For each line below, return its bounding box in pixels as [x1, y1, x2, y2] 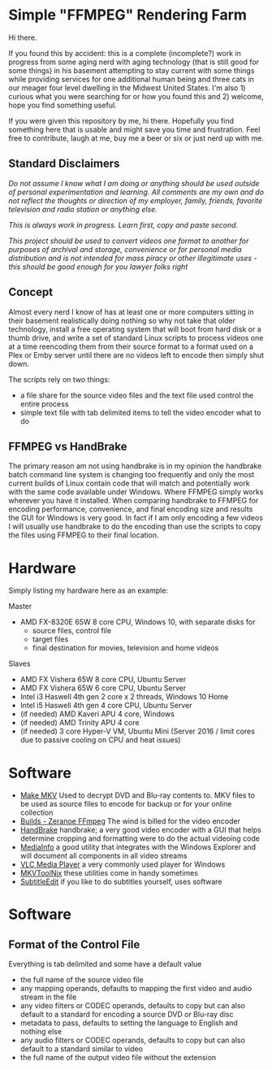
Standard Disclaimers [8, 157, 120, 171]
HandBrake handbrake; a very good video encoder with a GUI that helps [19, 825, 261, 835]
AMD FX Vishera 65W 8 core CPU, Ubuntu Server [19, 675, 187, 685]
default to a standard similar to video [19, 1044, 144, 1054]
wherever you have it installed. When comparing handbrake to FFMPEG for [8, 496, 259, 506]
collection [19, 807, 54, 818]
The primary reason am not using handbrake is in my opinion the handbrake [8, 461, 262, 471]
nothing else [19, 1027, 63, 1037]
